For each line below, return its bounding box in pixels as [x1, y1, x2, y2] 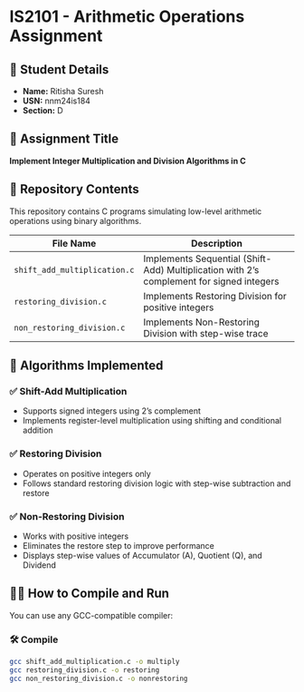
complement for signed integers [143, 275, 280, 288]
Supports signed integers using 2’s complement [22, 405, 202, 416]
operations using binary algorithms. [9, 215, 142, 226]
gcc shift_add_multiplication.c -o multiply [9, 658, 180, 667]
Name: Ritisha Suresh [22, 86, 104, 96]
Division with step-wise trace [143, 327, 269, 339]
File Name [52, 237, 97, 249]
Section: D [22, 105, 63, 115]
